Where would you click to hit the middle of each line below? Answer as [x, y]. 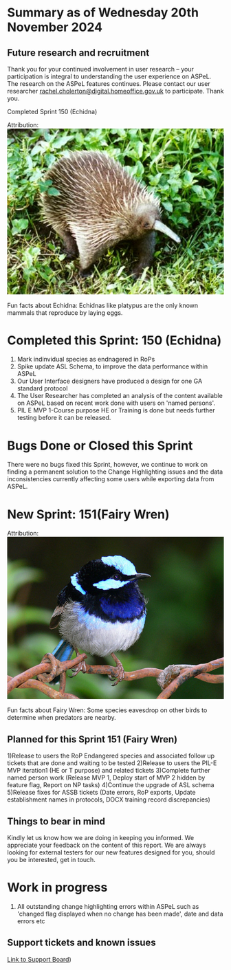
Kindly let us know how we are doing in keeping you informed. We [101, 837]
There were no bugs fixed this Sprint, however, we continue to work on [108, 465]
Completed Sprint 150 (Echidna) [52, 112]
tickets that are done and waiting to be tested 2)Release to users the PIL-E [112, 763]
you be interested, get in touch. [52, 859]
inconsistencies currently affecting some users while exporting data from [111, 479]
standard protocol [42, 388]
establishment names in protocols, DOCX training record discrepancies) [109, 800]
